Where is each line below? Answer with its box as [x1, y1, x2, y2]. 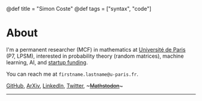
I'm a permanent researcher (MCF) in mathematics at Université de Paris [6, 46, 186, 53]
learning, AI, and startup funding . [6, 58, 88, 66]
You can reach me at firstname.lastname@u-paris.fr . [6, 70, 139, 78]
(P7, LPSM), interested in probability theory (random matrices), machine [6, 52, 185, 60]
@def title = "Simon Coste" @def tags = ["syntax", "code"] [6, 5, 151, 12]
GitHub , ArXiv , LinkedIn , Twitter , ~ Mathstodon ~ [6, 82, 123, 89]
